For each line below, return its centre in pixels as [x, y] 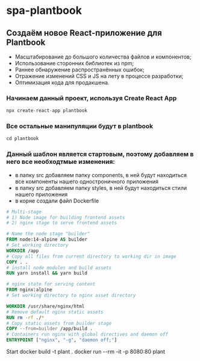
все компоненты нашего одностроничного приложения [86, 181]
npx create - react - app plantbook [47, 111]
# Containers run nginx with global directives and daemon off [87, 334]
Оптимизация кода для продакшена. [62, 83]
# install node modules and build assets [59, 268]
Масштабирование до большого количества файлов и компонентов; [103, 57]
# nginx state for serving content [51, 284]
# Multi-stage [24, 212]
